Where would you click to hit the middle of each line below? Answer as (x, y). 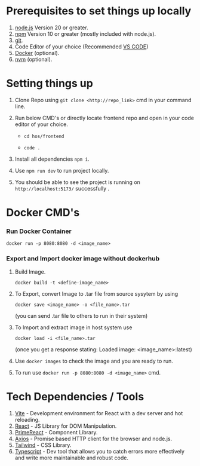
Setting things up (50, 83)
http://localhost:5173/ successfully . (62, 188)
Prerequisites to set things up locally (99, 11)
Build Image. (30, 272)
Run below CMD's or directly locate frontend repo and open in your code (104, 118)
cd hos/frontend (44, 136)
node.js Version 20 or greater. (51, 27)
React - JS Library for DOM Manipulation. (66, 426)
